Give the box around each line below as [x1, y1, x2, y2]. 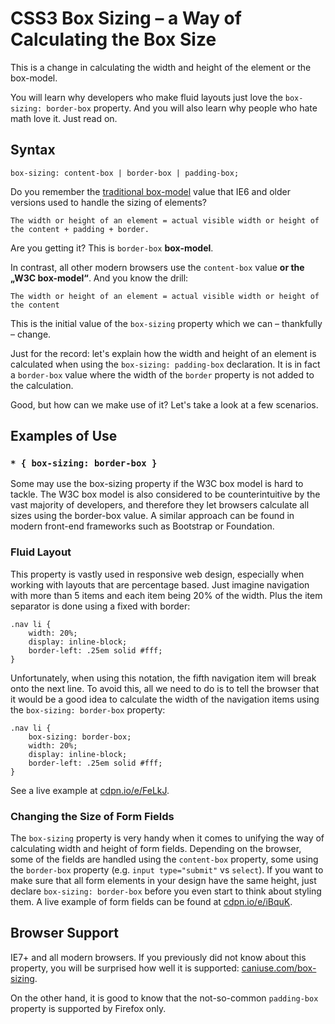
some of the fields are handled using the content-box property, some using [10, 853, 319, 866]
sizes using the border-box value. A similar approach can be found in [10, 510, 295, 522]
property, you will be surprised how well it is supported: [10, 962, 240, 974]
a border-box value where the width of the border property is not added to [10, 368, 315, 381]
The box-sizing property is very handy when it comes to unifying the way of [10, 832, 325, 844]
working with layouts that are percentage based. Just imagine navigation [10, 578, 310, 591]
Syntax [10, 142, 56, 159]
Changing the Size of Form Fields [10, 809, 175, 823]
